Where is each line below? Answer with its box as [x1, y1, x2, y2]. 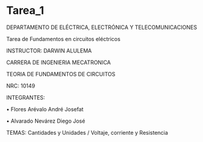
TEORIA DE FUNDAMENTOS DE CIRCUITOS [6, 70, 116, 77]
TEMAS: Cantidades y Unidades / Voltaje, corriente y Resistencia [6, 129, 168, 136]
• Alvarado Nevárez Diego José [6, 117, 85, 124]
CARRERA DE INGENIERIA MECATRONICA [6, 59, 111, 66]
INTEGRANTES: [6, 94, 45, 101]
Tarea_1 [6, 4, 44, 18]
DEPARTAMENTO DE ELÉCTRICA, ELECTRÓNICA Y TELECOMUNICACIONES [6, 24, 198, 31]
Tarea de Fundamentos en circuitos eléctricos [6, 35, 121, 42]
